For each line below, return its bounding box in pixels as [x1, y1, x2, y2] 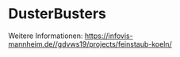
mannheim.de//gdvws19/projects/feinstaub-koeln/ [8, 39, 172, 48]
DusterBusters [8, 5, 107, 23]
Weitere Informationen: [8, 31, 83, 40]
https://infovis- [84, 31, 133, 40]
